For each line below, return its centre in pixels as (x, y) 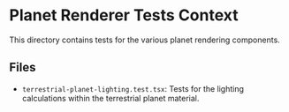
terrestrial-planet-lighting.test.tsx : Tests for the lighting (133, 88)
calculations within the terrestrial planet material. (110, 98)
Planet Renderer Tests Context (124, 15)
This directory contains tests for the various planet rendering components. (144, 40)
